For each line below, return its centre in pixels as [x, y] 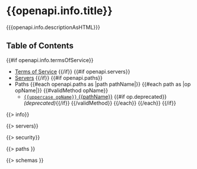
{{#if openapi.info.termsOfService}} [50, 60]
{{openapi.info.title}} [59, 11]
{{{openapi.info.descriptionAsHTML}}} [53, 27]
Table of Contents [40, 46]
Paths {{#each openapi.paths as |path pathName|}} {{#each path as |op [103, 84]
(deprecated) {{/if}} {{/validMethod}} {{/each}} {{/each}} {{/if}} [100, 103]
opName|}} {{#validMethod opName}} [61, 90]
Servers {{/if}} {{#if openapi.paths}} [58, 77]
